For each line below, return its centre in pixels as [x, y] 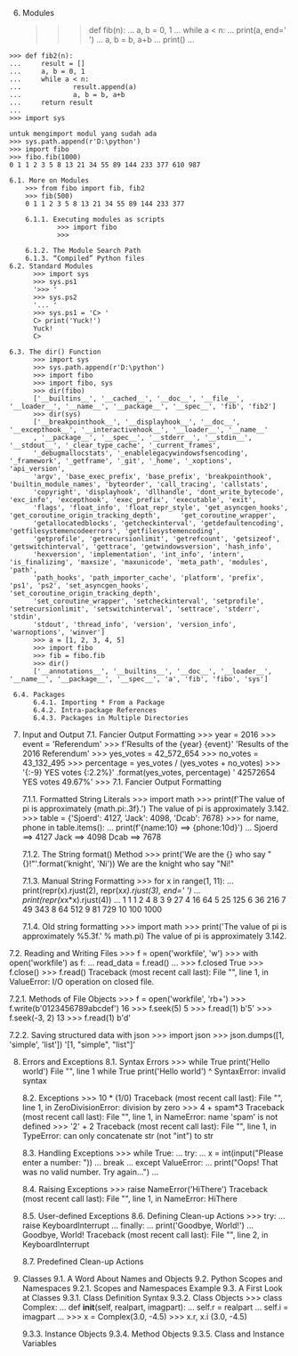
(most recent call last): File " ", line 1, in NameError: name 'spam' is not [150, 1117]
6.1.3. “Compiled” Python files [85, 258]
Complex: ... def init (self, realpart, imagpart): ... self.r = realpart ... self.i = [155, 1307]
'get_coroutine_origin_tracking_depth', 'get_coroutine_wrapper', [143, 516]
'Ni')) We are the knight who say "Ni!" [165, 864]
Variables [39, 1343]
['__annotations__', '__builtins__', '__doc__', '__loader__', [153, 671]
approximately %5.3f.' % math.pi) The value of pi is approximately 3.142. [154, 936]
